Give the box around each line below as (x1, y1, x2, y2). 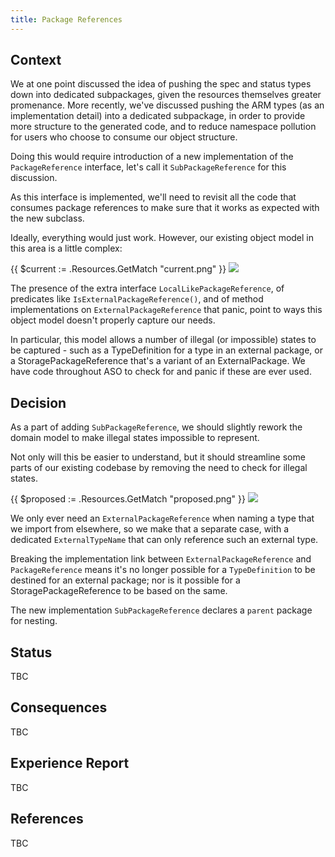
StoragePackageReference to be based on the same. (10, 585, 228, 597)
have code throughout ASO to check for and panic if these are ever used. (10, 366, 312, 378)
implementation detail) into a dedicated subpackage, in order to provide (10, 110, 306, 122)
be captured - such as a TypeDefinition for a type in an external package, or (10, 344, 323, 356)
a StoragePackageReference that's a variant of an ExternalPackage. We (10, 355, 306, 367)
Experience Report (10, 755, 130, 772)
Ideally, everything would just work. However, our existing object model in (10, 232, 315, 244)
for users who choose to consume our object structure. (10, 131, 238, 143)
